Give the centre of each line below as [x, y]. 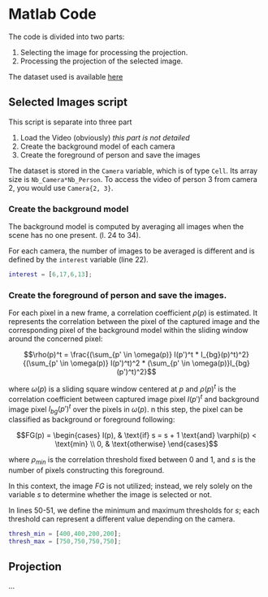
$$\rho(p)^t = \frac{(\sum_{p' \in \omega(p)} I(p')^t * [111, 355]
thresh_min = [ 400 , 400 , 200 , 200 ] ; [65, 534]
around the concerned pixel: [56, 339]
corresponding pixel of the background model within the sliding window [128, 331]
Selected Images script [68, 102]
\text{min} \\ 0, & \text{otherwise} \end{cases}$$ [136, 443]
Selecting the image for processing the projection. [104, 52]
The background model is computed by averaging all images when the [126, 227]
